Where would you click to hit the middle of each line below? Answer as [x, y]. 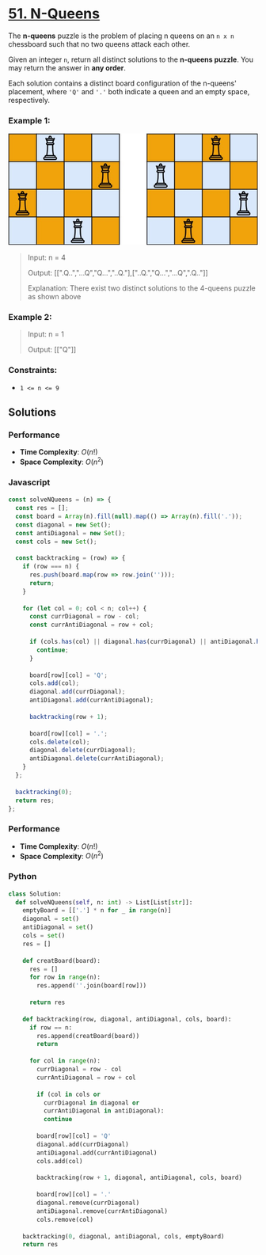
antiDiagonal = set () [58, 927]
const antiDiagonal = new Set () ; [70, 533]
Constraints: [33, 371]
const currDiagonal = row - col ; [84, 617]
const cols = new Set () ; [56, 542]
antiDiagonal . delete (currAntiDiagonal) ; [97, 759]
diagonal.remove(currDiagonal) [88, 1203]
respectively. [29, 100]
